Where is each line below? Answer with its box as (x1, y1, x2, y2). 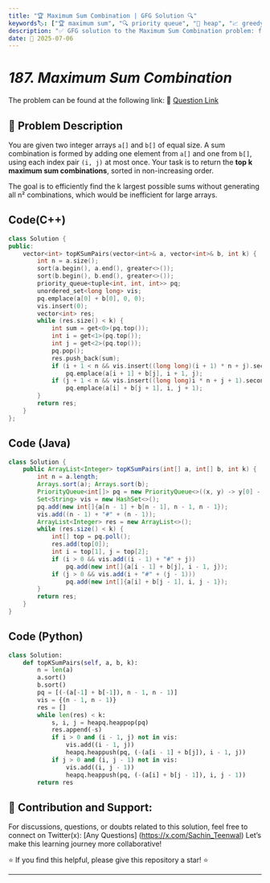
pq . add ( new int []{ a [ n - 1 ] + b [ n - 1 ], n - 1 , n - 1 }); (37, 502, 229, 511)
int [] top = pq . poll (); (51, 533, 131, 541)
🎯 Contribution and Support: (8, 800, 153, 814)
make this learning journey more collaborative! (8, 839, 162, 849)
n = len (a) (37, 666, 74, 675)
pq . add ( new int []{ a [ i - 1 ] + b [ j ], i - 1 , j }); (65, 563, 228, 571)
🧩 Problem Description (8, 118, 123, 133)
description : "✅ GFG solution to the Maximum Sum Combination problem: (8, 27, 255, 35)
